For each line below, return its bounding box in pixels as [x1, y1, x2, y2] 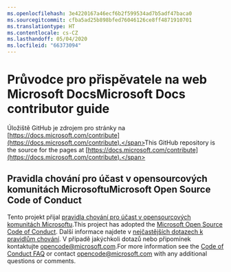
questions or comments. [7, 256, 76, 265]
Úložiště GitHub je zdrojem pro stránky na [7, 123, 126, 132]
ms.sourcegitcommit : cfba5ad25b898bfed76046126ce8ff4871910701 [7, 17, 192, 23]
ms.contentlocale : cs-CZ [7, 29, 78, 36]
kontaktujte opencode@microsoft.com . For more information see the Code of [7, 242, 224, 250]
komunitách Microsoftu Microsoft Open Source [7, 184, 211, 196]
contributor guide [7, 101, 110, 117]
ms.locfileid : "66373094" [7, 42, 81, 49]
